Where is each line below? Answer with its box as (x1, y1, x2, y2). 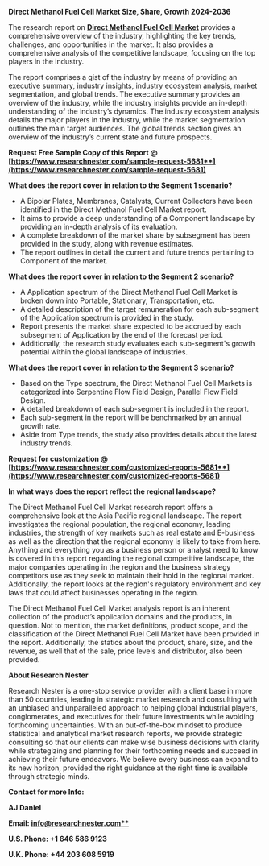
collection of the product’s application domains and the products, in (8, 612, 233, 621)
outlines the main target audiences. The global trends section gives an (8, 124, 242, 133)
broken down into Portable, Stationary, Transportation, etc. (19, 296, 215, 305)
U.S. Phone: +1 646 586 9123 (8, 834, 107, 843)
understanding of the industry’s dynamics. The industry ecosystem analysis (8, 106, 260, 116)
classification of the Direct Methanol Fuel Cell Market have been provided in (8, 629, 260, 639)
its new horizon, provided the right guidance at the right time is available (8, 763, 248, 773)
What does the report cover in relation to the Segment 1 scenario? (8, 180, 233, 190)
